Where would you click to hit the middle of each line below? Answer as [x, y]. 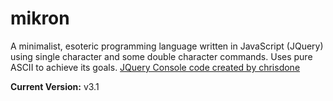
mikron [40, 18]
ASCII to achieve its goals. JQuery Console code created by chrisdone [155, 67]
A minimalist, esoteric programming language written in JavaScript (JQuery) [167, 46]
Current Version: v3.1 [55, 86]
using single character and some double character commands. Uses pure [161, 56]
